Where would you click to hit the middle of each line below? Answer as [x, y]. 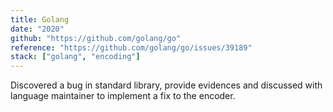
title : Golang [40, 19]
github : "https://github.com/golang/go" [96, 38]
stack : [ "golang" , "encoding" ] [75, 57]
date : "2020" [37, 29]
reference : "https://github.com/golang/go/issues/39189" [131, 47]
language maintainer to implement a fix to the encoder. [123, 96]
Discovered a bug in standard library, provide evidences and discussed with [166, 85]
